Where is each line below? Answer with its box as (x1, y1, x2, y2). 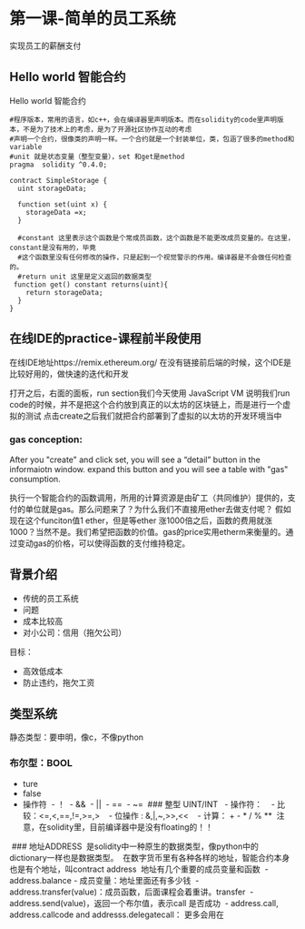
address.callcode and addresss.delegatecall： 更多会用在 (9, 909, 224, 920)
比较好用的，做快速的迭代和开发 (9, 368, 129, 379)
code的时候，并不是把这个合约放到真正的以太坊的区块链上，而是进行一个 (9, 399, 283, 409)
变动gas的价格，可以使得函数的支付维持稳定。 (16, 538, 191, 549)
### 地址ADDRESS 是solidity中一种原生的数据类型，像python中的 (11, 841, 259, 852)
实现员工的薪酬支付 (9, 40, 82, 51)
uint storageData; (17, 184, 88, 193)
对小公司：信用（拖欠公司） (22, 627, 127, 638)
